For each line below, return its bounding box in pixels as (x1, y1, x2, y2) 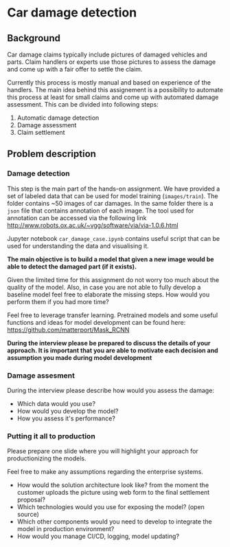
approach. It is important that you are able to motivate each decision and (7, 346, 218, 354)
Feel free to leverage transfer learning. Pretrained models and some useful (7, 311, 218, 319)
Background (7, 32, 60, 44)
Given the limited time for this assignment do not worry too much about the (7, 275, 220, 283)
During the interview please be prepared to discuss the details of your (7, 339, 211, 347)
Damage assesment (7, 370, 76, 380)
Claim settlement (16, 129, 65, 136)
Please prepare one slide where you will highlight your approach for (7, 447, 199, 455)
